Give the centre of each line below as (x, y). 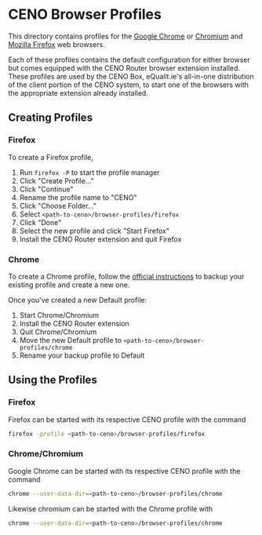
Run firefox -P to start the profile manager (89, 172)
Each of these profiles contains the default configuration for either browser (129, 60)
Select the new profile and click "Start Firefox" (95, 231)
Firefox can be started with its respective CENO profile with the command (127, 419)
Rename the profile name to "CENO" (78, 197)
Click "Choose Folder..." (58, 206)
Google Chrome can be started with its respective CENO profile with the (124, 471)
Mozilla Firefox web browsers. (57, 44)
